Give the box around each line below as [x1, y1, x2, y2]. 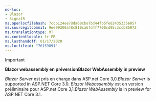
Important [5, 57, 25, 62]
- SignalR [5, 16, 25, 21]
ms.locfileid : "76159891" [5, 43, 58, 48]
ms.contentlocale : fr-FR [5, 35, 56, 40]
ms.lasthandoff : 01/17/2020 [5, 39, 63, 44]
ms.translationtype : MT [5, 30, 54, 35]
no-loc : [5, 7, 21, 12]
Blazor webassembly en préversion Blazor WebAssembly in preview [5, 66, 145, 72]
